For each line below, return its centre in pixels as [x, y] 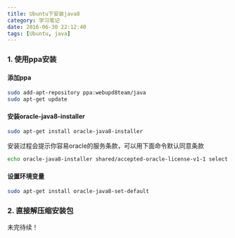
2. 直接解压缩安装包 [40, 211]
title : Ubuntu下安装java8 [44, 14]
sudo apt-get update [38, 99]
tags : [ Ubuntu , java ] [39, 33]
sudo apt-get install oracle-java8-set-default [78, 192]
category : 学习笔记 [34, 20]
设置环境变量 [26, 176]
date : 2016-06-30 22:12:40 [47, 27]
